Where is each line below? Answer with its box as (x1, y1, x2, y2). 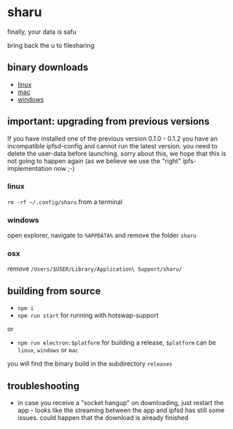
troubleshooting (7, 380, 80, 392)
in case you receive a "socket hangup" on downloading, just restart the (17, 399, 224, 407)
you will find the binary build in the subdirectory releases (7, 359, 172, 368)
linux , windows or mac (17, 346, 79, 354)
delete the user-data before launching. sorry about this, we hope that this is (7, 149, 227, 158)
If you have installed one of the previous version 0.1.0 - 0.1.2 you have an (7, 134, 218, 143)
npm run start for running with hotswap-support (17, 311, 159, 320)
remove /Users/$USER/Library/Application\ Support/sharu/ (7, 264, 182, 273)
